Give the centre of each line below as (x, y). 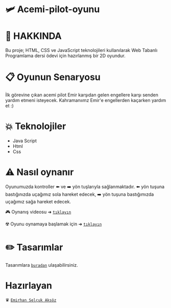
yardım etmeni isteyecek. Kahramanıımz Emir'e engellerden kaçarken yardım (86, 100)
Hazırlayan (29, 286)
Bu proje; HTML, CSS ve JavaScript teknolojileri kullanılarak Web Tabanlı (81, 50)
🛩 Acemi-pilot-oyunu (53, 9)
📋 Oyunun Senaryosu (53, 77)
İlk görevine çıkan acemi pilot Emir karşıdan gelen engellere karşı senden (82, 95)
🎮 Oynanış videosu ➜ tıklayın (38, 212)
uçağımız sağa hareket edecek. (38, 201)
